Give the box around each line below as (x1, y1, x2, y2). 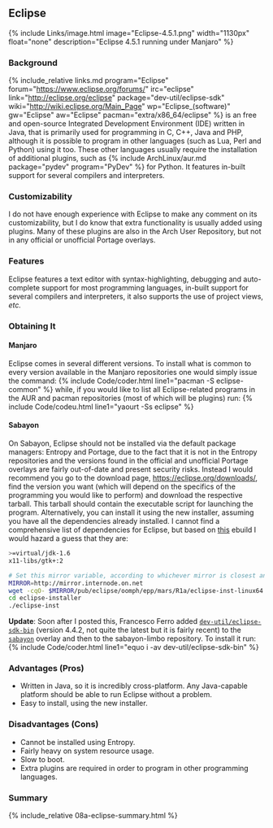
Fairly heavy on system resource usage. (19, 746, 154, 756)
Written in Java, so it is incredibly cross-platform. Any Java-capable (19, 681, 248, 691)
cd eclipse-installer (8, 594, 82, 603)
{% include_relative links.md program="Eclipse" (8, 76, 169, 85)
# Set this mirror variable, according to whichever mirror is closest (8, 571, 256, 580)
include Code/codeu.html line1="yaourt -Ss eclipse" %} (8, 402, 194, 412)
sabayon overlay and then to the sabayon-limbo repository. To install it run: (8, 634, 256, 643)
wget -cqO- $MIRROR (8, 586, 75, 595)
